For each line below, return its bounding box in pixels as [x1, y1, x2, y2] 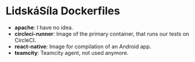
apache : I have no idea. [14, 24, 74, 31]
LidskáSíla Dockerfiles [5, 4, 120, 18]
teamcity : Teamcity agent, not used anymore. [14, 49, 129, 56]
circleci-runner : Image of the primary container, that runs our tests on [14, 30, 190, 37]
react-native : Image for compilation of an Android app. [14, 43, 152, 50]
